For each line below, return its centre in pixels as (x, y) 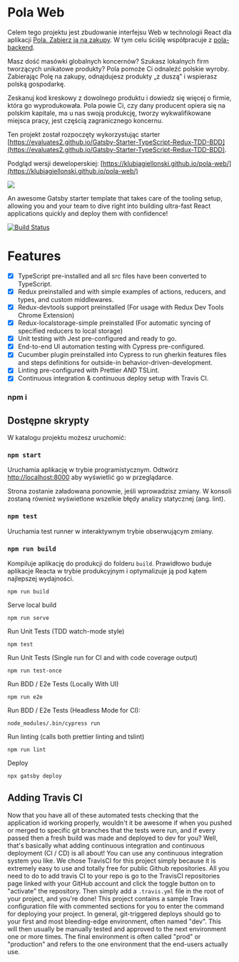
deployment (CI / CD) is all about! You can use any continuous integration (115, 853)
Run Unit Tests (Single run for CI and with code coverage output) (103, 658)
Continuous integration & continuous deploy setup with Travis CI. (113, 379)
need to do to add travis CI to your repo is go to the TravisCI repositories (114, 876)
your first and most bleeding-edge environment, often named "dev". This (114, 921)
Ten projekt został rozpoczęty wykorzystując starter (84, 134)
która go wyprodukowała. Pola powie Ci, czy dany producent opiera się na (117, 105)
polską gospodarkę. (37, 84)
